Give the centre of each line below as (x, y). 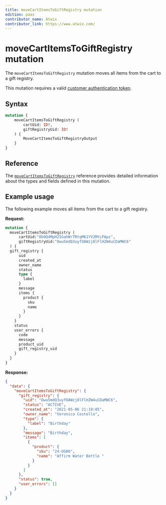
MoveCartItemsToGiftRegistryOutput (60, 139)
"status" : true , (35, 479)
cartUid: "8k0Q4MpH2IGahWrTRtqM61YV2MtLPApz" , (67, 237)
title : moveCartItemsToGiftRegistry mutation (53, 10)
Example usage (30, 197)
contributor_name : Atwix (31, 19)
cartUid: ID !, (38, 125)
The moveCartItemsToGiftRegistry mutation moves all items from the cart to (83, 73)
